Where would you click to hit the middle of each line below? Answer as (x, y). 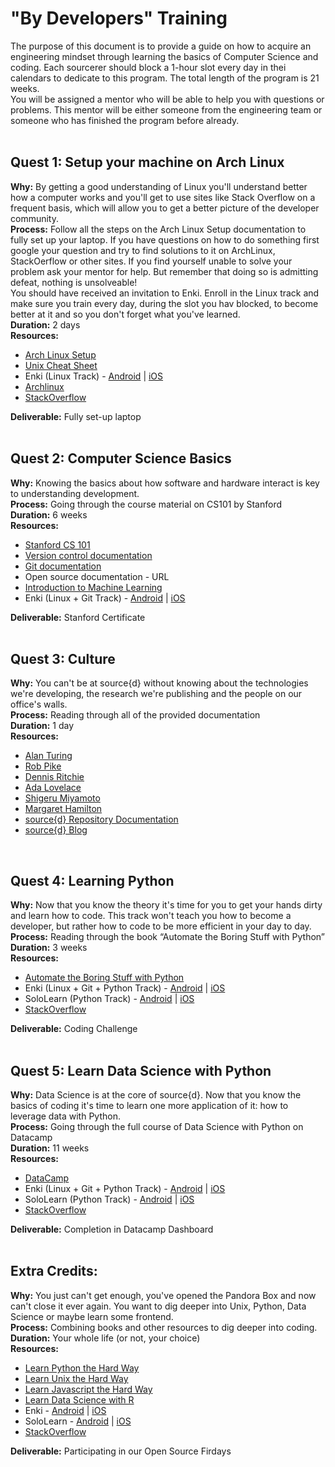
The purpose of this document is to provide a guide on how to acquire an (161, 46)
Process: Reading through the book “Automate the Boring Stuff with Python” (167, 937)
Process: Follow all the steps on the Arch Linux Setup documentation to (158, 229)
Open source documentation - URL (97, 576)
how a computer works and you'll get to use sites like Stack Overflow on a (163, 197)
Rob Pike (43, 766)
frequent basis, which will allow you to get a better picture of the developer (165, 208)
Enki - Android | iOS (65, 1410)
